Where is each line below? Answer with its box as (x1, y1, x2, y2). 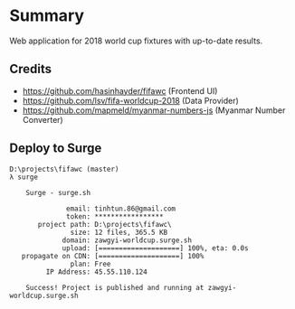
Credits (9, 61, 52, 77)
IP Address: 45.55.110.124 (45, 267, 147, 276)
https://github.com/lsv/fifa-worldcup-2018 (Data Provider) (22, 95, 240, 106)
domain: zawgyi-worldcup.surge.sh (62, 236, 193, 245)
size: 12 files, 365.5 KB (70, 228, 168, 237)
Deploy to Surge (9, 141, 102, 156)
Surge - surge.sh (25, 188, 91, 197)
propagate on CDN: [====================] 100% (21, 251, 205, 260)
